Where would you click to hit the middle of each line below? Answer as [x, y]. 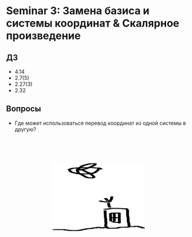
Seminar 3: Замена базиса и [78, 11]
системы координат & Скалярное [93, 23]
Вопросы [24, 109]
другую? [25, 129]
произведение [43, 36]
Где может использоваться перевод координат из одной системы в [100, 123]
